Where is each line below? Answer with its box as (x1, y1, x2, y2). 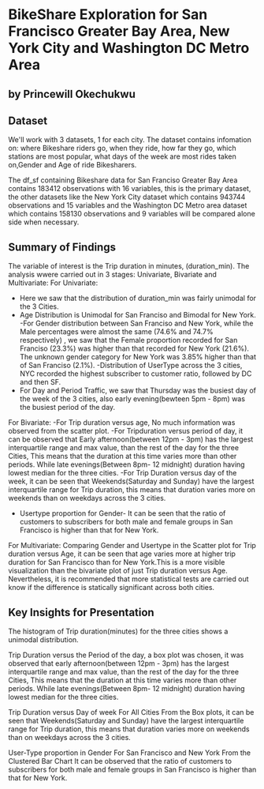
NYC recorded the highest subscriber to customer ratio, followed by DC (19, 369, 252, 378)
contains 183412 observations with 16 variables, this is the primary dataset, (8, 184, 251, 193)
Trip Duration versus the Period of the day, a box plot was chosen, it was (8, 650, 244, 660)
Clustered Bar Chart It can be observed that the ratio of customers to (8, 757, 232, 766)
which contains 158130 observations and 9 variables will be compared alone (8, 209, 256, 219)
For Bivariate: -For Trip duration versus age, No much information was (8, 418, 236, 427)
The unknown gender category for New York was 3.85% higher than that (19, 352, 257, 362)
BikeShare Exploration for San (8, 6, 208, 24)
